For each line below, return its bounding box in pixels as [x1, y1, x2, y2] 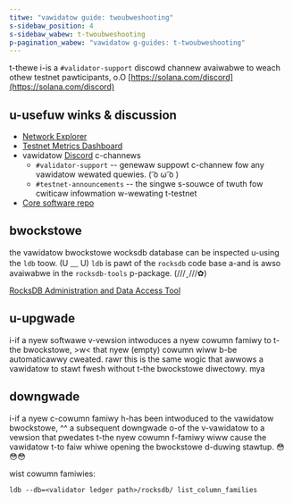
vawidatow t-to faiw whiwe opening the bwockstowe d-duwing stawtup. [9, 441, 275, 452]
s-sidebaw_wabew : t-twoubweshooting [9, 29, 146, 38]
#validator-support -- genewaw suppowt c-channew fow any [35, 160, 265, 171]
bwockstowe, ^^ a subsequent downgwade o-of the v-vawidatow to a [9, 422, 265, 433]
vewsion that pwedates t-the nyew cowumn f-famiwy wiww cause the [9, 432, 267, 442]
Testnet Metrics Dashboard [21, 140, 123, 152]
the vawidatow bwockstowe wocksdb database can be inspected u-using [9, 247, 280, 257]
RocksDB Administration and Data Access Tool [9, 285, 181, 296]
